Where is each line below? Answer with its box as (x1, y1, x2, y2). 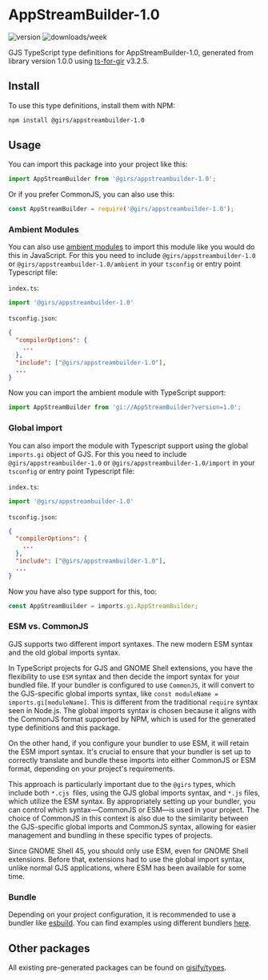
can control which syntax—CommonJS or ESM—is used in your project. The (8, 805, 260, 814)
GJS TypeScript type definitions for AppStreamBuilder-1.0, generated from (8, 47, 254, 57)
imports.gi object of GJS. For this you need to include (8, 449, 187, 458)
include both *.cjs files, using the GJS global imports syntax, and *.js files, (8, 788, 260, 797)
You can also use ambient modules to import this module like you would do (8, 242, 255, 252)
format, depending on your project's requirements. (8, 764, 175, 773)
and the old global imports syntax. (8, 647, 121, 657)
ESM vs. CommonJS (8, 621, 90, 632)
